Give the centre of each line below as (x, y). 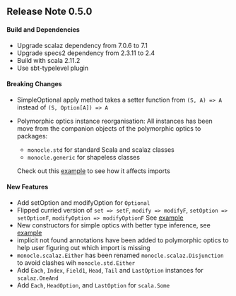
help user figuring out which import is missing (83, 248)
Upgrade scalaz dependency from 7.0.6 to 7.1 (82, 45)
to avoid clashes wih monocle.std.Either (76, 263)
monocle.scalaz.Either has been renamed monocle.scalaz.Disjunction (120, 255)
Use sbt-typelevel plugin (53, 68)
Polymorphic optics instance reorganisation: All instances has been (114, 121)
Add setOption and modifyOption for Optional (83, 203)
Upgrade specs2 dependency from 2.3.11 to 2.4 (86, 53)
